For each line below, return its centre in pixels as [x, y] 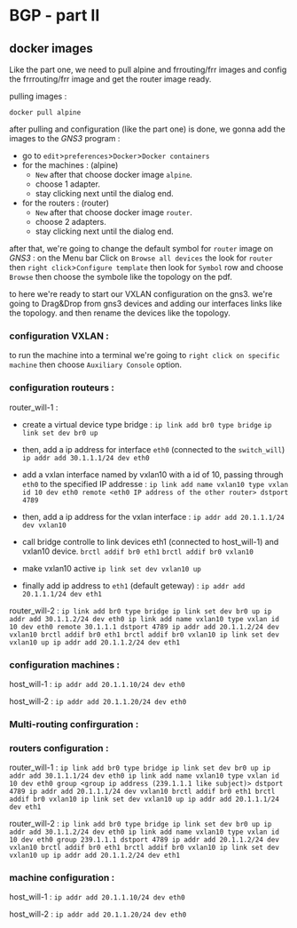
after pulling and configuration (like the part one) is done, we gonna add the [147, 129]
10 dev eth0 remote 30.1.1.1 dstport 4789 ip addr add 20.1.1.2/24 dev [144, 627]
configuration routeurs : [62, 388]
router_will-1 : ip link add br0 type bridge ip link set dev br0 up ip [140, 768]
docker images [51, 48]
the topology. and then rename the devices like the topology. [120, 313]
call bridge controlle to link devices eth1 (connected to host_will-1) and [150, 541]
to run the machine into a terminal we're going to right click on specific [145, 356]
